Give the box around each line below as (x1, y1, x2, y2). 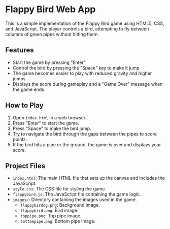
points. (12, 136, 27, 142)
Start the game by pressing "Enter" (12, 59, 86, 66)
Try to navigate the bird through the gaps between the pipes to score (12, 130, 157, 137)
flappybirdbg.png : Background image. (20, 202, 100, 208)
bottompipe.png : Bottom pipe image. (20, 218, 95, 224)
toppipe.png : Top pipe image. (20, 213, 82, 219)
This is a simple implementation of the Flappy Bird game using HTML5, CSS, (5, 20, 164, 26)
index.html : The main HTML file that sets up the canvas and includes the (12, 175, 165, 181)
